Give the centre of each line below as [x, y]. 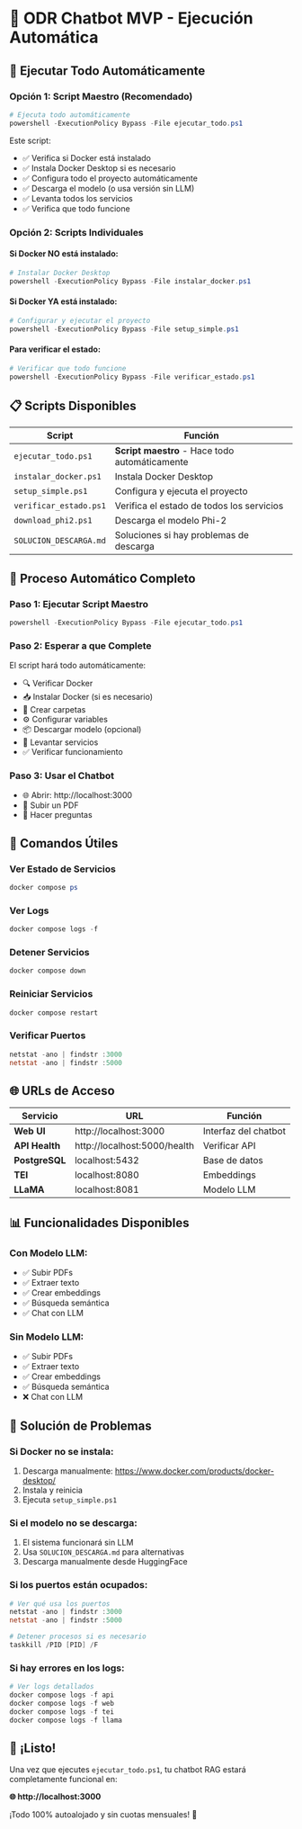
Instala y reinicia [53, 1490]
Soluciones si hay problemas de [182, 535]
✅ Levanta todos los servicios [77, 198]
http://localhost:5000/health [135, 1146]
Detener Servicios [49, 953]
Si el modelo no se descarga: [73, 1522]
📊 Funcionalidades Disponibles [100, 1223]
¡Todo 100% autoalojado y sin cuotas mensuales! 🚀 [103, 1815]
